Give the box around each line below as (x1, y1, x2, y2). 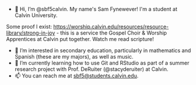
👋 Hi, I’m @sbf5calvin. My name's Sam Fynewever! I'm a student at (14, 6, 178, 12)
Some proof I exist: (6, 23, 52, 30)
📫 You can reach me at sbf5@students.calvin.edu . (14, 72, 139, 79)
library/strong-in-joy (6, 29, 55, 36)
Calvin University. (14, 12, 58, 19)
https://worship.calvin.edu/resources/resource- (53, 23, 169, 30)
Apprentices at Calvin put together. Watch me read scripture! (6, 36, 154, 42)
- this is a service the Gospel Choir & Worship (56, 29, 167, 36)
